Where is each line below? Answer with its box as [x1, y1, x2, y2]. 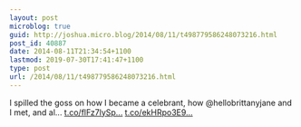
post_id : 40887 [9, 38, 67, 48]
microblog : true [9, 22, 71, 31]
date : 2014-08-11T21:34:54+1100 [9, 47, 131, 56]
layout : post [9, 13, 59, 23]
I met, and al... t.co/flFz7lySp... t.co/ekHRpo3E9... [9, 106, 193, 118]
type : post [9, 64, 51, 73]
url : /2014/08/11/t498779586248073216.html [9, 73, 177, 82]
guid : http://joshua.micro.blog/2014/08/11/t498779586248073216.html [9, 30, 278, 39]
